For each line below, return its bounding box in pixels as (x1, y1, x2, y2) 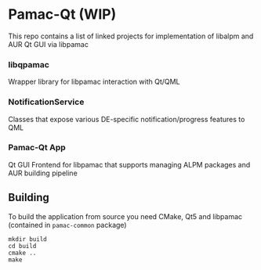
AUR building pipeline (8, 168, 78, 178)
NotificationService (8, 96, 85, 107)
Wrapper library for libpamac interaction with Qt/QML (8, 77, 180, 87)
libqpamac (8, 59, 49, 70)
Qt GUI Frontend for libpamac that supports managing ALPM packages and (8, 160, 251, 169)
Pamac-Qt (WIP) (8, 5, 117, 23)
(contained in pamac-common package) (8, 220, 127, 229)
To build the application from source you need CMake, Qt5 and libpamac (8, 211, 243, 221)
